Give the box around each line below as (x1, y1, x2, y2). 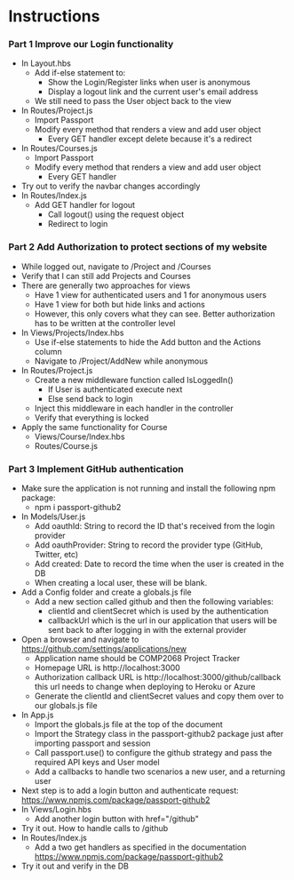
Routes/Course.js (34, 440, 99, 451)
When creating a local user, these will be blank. (34, 578, 208, 588)
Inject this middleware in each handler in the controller (34, 403, 234, 413)
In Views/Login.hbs (20, 804, 92, 815)
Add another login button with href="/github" (34, 813, 199, 824)
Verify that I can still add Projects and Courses (20, 270, 192, 281)
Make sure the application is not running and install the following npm (20, 483, 276, 494)
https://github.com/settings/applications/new (20, 644, 187, 654)
